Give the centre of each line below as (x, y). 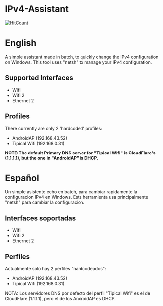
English (21, 43)
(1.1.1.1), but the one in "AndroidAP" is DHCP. (52, 158)
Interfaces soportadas (41, 218)
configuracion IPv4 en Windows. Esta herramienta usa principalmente (77, 197)
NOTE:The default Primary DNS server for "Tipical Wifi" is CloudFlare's (80, 153)
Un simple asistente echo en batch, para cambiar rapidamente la (71, 192)
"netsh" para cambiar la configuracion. (45, 202)
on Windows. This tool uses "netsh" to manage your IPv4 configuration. (79, 62)
